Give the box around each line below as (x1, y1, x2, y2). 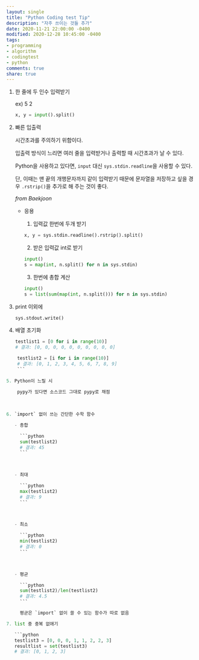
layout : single (6, 8, 45, 15)
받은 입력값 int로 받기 (33, 244, 83, 251)
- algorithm (6, 48, 36, 54)
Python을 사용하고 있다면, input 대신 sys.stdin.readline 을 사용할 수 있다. (14, 162, 193, 170)
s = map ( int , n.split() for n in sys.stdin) (24, 262, 138, 268)
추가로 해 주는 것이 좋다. (52, 183, 109, 190)
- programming (6, 43, 42, 49)
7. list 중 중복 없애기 (6, 621, 58, 627)
